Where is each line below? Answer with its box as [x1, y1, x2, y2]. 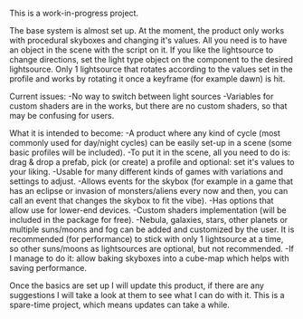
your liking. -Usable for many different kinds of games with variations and [9, 167, 283, 177]
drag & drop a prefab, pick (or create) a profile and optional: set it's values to [9, 157, 296, 167]
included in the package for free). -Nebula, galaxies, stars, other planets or [9, 215, 289, 225]
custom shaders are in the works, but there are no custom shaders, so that [9, 101, 288, 111]
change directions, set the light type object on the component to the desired [9, 54, 294, 64]
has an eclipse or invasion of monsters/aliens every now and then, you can [9, 186, 289, 196]
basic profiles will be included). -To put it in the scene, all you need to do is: [9, 147, 291, 158]
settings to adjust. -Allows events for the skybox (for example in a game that [9, 176, 294, 187]
